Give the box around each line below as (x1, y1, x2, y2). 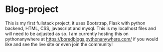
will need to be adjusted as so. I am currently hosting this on (5, 30, 129, 36)
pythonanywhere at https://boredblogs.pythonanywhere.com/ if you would (5, 36, 159, 42)
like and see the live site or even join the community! (5, 41, 113, 47)
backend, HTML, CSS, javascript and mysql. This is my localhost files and (5, 25, 156, 31)
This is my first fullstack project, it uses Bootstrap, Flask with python (5, 20, 146, 26)
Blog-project (5, 3, 59, 15)
